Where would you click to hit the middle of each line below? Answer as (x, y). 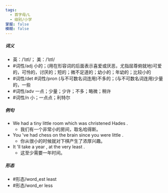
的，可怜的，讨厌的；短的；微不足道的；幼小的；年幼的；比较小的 (82, 72)
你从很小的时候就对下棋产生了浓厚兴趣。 (63, 141)
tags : (11, 10)
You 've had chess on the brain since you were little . (68, 135)
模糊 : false (17, 29)
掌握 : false (17, 24)
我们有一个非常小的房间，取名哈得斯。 (60, 130)
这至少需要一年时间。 (43, 153)
